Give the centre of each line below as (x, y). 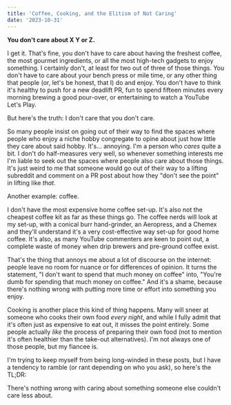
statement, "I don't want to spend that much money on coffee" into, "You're (114, 274)
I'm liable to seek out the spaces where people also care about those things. (115, 160)
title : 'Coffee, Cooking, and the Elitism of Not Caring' (92, 13)
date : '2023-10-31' (35, 20)
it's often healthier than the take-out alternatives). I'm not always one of (109, 339)
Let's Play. (22, 104)
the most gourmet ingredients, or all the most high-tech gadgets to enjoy (110, 60)
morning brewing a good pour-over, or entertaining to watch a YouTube (108, 97)
